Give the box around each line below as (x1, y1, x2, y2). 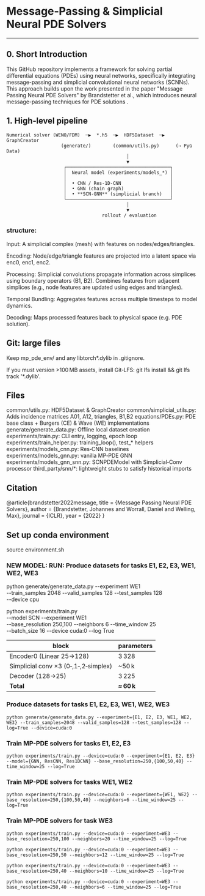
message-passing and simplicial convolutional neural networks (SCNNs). (6, 78, 190, 86)
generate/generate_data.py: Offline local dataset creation (6, 426, 151, 433)
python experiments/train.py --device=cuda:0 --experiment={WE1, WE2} (6, 791, 190, 798)
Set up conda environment (6, 529, 109, 540)
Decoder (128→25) (9, 672, 67, 681)
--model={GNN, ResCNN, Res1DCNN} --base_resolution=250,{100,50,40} (6, 758, 184, 764)
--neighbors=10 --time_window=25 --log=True (69, 868, 184, 874)
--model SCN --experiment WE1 (6, 614, 87, 622)
